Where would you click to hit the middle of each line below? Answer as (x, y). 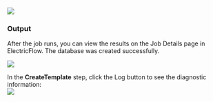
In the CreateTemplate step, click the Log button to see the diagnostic (107, 77)
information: (24, 85)
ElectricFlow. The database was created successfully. (83, 51)
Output (19, 28)
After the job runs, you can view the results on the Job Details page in (106, 43)
